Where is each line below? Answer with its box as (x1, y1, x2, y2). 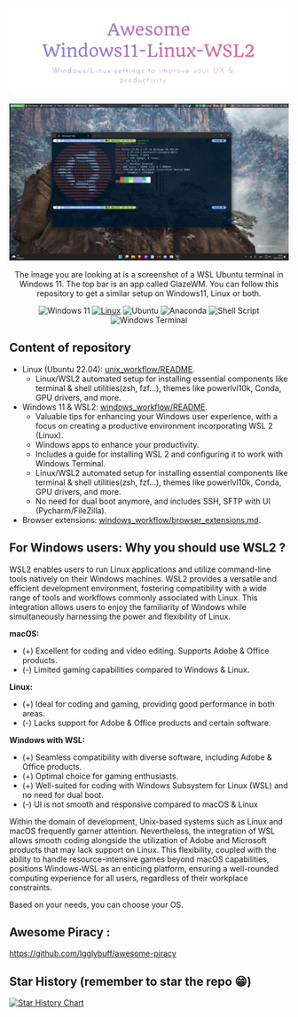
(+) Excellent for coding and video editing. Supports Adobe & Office (21, 645, 270, 656)
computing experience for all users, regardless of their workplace (9, 872, 248, 883)
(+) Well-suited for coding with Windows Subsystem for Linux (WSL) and (21, 779, 288, 791)
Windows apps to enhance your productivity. (35, 439, 200, 450)
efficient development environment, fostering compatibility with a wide (9, 583, 268, 593)
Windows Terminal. (35, 458, 106, 468)
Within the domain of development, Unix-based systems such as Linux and (9, 816, 284, 826)
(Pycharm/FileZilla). (35, 505, 107, 516)
